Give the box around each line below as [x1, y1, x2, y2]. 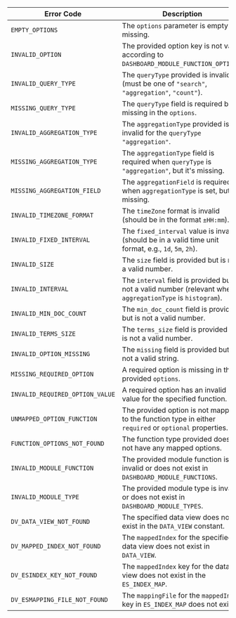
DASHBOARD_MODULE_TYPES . [122, 501, 204, 511]
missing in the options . [122, 108, 197, 117]
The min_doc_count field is [122, 305, 207, 314]
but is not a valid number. [122, 313, 206, 322]
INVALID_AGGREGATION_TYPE [11, 129, 98, 136]
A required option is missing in [122, 365, 223, 374]
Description [162, 9, 202, 18]
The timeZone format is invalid [122, 206, 220, 216]
